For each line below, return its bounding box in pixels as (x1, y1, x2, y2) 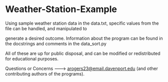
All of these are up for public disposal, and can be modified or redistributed (5, 50, 160, 56)
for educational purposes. (5, 55, 59, 61)
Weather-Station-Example (5, 4, 117, 15)
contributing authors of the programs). (5, 70, 85, 76)
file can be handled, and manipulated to (5, 25, 87, 31)
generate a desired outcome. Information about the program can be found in (5, 35, 163, 41)
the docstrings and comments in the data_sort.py (5, 40, 107, 46)
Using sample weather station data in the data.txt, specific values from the (5, 20, 159, 26)
